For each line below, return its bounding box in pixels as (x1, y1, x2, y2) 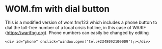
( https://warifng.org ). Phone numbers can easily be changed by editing (5, 30, 149, 35)
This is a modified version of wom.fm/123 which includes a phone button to (5, 19, 158, 25)
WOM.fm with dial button (5, 3, 109, 15)
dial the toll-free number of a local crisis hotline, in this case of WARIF (5, 24, 146, 30)
